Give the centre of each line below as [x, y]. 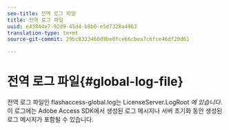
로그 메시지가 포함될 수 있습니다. [51, 120]
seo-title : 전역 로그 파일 [41, 13]
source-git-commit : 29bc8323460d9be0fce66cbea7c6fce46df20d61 [98, 39]
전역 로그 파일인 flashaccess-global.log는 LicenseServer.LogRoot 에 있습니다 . [115, 102]
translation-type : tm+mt [43, 33]
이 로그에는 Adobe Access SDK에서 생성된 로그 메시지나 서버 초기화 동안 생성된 [115, 111]
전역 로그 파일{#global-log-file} [96, 82]
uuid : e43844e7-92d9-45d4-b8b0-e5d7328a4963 [72, 26]
